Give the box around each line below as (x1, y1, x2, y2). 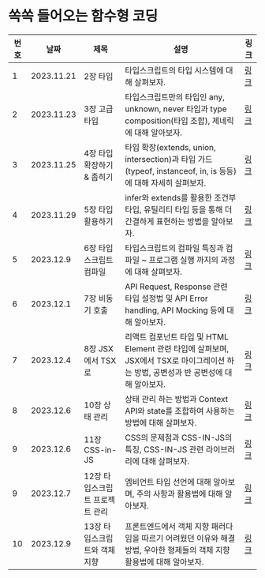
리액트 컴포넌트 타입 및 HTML (125, 331, 229, 342)
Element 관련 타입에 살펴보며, (125, 343, 230, 354)
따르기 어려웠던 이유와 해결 (141, 532, 236, 543)
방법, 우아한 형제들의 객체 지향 (125, 544, 230, 555)
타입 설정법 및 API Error (125, 293, 209, 304)
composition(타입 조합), (125, 115, 211, 126)
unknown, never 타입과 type (125, 103, 227, 114)
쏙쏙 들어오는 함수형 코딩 (8, 7, 159, 25)
